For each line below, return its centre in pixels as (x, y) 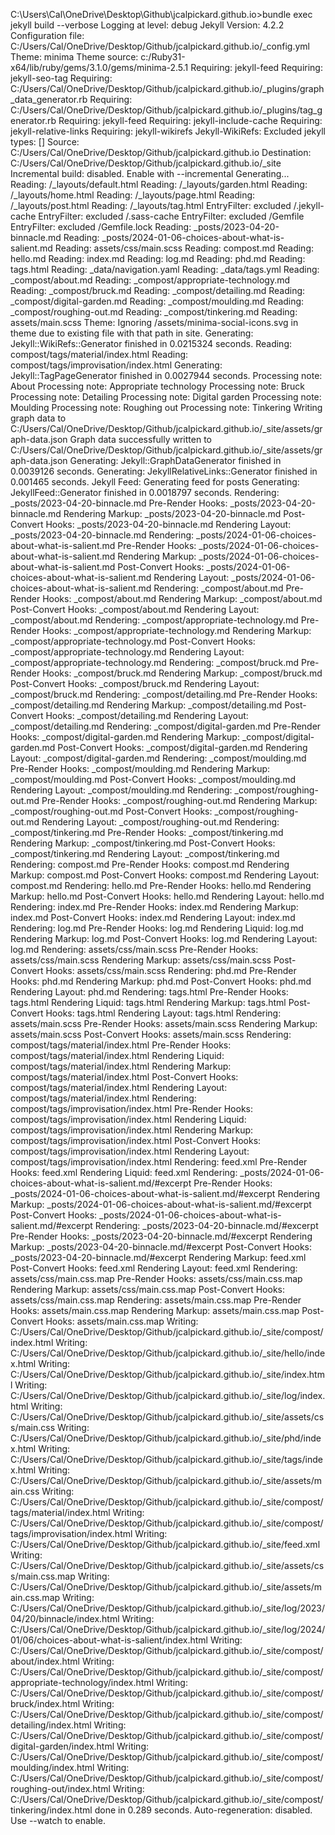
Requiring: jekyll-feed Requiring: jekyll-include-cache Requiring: (190, 120)
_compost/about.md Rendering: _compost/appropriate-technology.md (154, 620)
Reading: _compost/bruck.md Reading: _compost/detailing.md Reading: (158, 290)
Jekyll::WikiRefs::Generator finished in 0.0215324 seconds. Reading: (151, 343)
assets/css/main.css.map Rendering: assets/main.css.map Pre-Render (156, 1300)
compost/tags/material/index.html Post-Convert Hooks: (124, 1077)
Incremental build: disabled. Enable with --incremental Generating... (150, 173)
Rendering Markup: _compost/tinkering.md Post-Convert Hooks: (143, 843)
